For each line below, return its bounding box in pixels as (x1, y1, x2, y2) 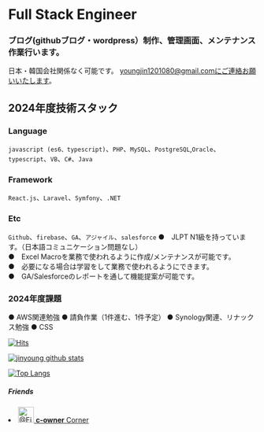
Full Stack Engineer (8, 6, 137, 24)
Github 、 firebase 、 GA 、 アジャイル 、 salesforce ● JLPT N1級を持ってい (8, 232, 240, 242)
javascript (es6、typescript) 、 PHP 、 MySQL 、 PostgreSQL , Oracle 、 (8, 144, 221, 154)
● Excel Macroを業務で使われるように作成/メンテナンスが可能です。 (8, 252, 236, 261)
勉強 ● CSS (14, 323, 54, 332)
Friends (8, 386, 34, 396)
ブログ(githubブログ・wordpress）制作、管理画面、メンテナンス (8, 35, 256, 46)
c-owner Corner (35, 415, 89, 425)
